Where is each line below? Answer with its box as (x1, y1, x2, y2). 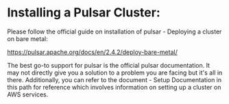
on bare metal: (7, 34, 48, 42)
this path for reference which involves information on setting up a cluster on (7, 83, 221, 91)
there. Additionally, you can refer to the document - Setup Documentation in (7, 75, 222, 83)
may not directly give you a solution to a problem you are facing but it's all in (7, 68, 223, 77)
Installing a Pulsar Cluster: (7, 5, 160, 21)
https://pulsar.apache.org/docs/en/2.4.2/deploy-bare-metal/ (7, 48, 178, 56)
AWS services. (7, 90, 49, 99)
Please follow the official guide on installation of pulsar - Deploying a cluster (7, 27, 222, 36)
